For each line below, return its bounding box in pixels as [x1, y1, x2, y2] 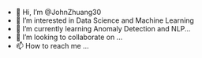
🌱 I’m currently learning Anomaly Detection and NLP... [15, 24, 191, 33]
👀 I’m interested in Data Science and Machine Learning [15, 16, 195, 25]
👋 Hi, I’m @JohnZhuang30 [15, 8, 102, 16]
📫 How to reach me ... [15, 42, 89, 50]
